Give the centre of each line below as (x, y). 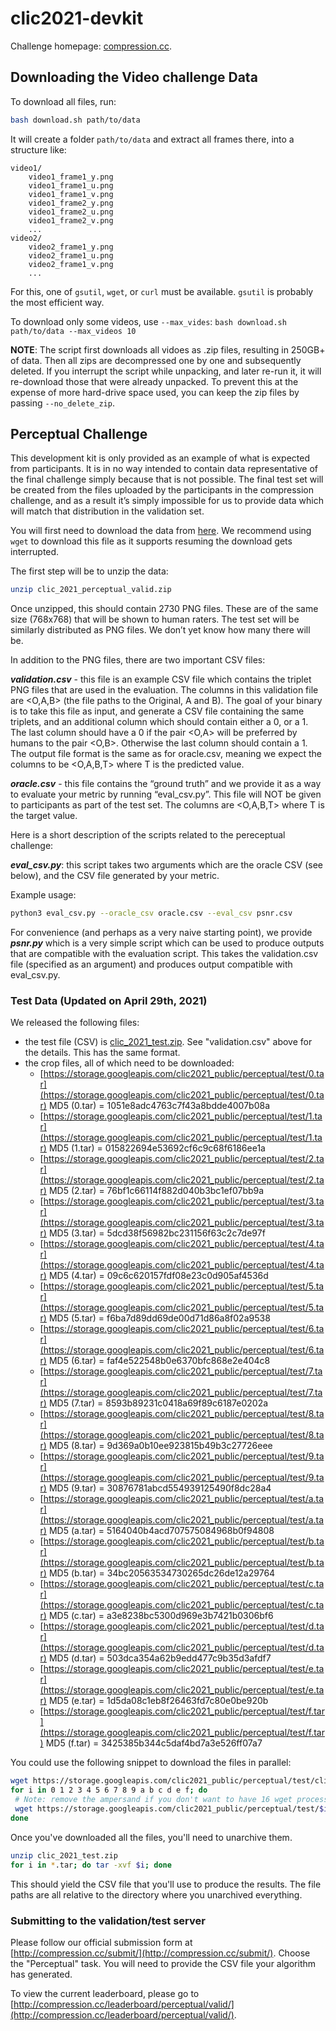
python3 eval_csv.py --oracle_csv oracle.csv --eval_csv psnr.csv (151, 913)
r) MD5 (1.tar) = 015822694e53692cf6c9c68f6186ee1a (152, 1148)
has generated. (41, 1974)
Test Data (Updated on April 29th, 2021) (109, 1001)
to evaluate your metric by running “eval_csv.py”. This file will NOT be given (166, 794)
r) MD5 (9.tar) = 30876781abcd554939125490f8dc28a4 (155, 1488)
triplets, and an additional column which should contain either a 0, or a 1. (159, 722)
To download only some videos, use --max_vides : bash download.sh (148, 321)
